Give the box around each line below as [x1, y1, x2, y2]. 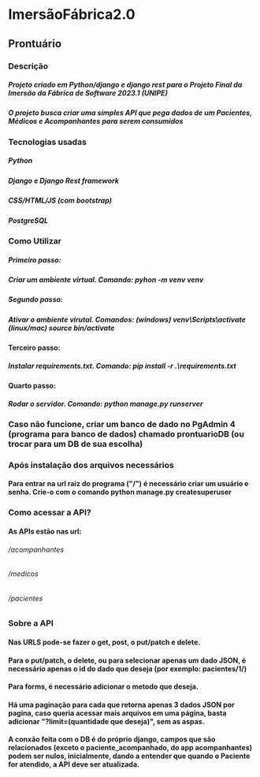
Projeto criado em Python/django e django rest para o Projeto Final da [8, 80, 243, 90]
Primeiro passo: [8, 255, 61, 265]
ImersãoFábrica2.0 [8, 6, 136, 24]
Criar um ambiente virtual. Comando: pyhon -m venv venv [8, 274, 204, 284]
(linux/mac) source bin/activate [8, 323, 115, 333]
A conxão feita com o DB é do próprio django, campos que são [8, 734, 216, 744]
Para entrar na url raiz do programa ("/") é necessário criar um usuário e [8, 479, 249, 489]
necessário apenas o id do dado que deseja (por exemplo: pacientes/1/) [8, 664, 247, 673]
